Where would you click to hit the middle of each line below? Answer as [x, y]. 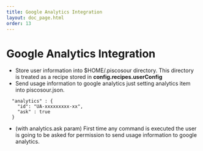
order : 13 [19, 23]
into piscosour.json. [40, 90]
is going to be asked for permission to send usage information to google [106, 135]
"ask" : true [34, 112]
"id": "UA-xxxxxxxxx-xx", [50, 107]
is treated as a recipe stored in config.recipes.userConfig [89, 77]
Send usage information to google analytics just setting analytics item [103, 84]
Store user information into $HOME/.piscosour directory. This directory [105, 70]
